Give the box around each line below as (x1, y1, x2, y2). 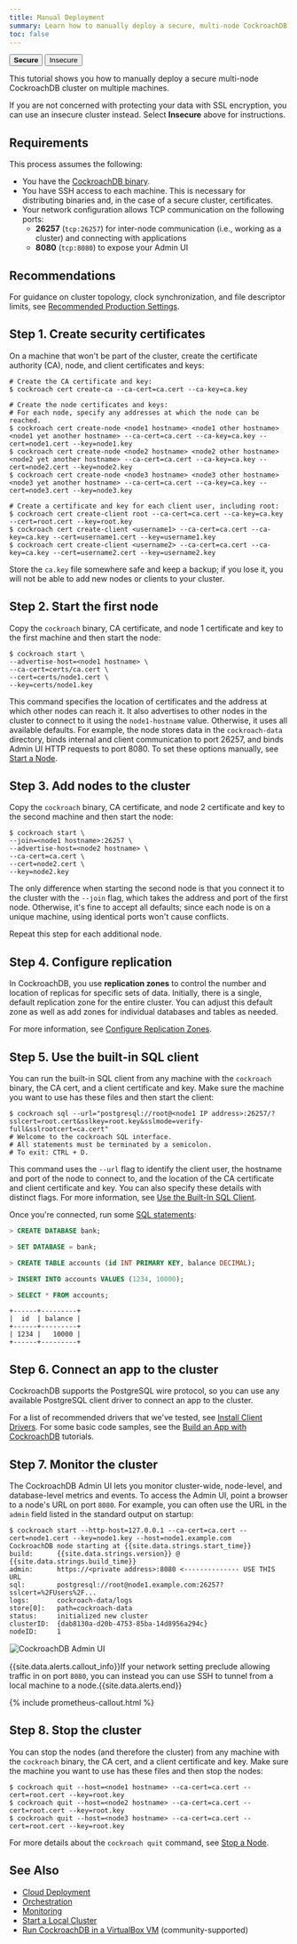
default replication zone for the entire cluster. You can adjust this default (9, 997, 273, 1008)
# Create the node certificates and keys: (9, 400, 168, 409)
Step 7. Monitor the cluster (9, 1457, 158, 1472)
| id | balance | (9, 1314, 82, 1323)
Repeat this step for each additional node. (9, 928, 162, 939)
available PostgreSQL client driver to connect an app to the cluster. (9, 1395, 254, 1406)
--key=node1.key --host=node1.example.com (72, 1534, 232, 1543)
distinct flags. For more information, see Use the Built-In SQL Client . (9, 1193, 257, 1203)
